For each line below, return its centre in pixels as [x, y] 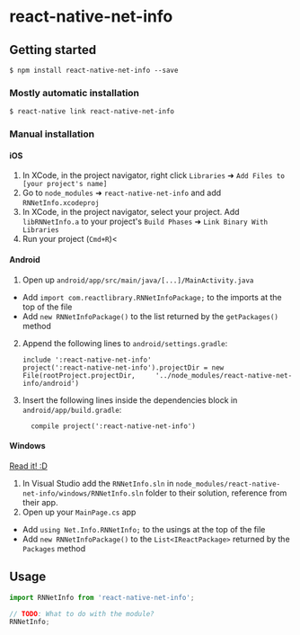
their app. [40, 502]
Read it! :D [28, 466]
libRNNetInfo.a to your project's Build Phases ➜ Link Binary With [145, 221]
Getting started [53, 50]
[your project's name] [65, 184]
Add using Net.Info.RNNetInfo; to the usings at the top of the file [144, 529]
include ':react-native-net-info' [87, 360]
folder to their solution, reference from [216, 493]
